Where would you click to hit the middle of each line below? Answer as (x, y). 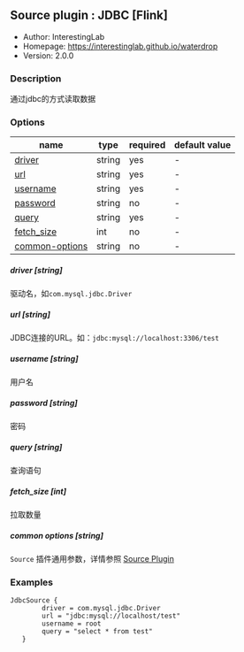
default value (202, 145)
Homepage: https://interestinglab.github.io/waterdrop (120, 46)
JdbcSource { (34, 601)
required (147, 145)
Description (36, 78)
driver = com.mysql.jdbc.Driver (102, 609)
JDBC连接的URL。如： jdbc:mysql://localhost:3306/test (114, 338)
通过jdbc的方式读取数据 (53, 99)
